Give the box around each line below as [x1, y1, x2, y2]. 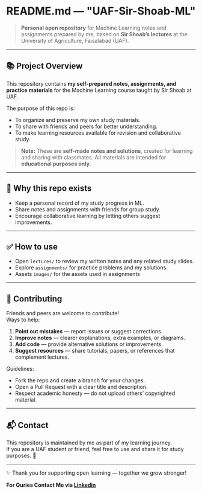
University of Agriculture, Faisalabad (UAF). [20, 37, 129, 44]
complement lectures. [14, 353, 69, 361]
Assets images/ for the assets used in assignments [14, 271, 140, 278]
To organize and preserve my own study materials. [14, 116, 141, 123]
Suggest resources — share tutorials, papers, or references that [14, 347, 176, 354]
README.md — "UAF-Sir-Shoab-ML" [6, 4, 196, 18]
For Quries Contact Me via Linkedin [6, 481, 96, 489]
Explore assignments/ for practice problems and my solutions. [14, 264, 168, 271]
